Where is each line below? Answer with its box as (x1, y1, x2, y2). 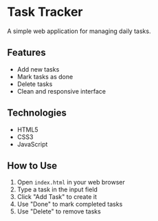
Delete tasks (16, 80, 53, 88)
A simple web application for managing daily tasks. (7, 27, 151, 35)
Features (7, 47, 46, 59)
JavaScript (16, 140, 48, 148)
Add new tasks (16, 65, 60, 73)
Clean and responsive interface (16, 87, 106, 95)
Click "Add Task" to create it (16, 193, 98, 201)
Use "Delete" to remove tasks (16, 207, 101, 215)
